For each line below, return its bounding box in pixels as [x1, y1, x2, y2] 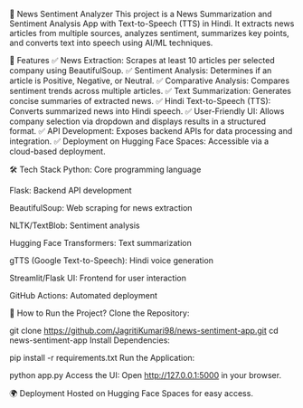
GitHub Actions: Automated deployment [9, 290, 158, 300]
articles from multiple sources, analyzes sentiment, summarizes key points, [9, 28, 289, 38]
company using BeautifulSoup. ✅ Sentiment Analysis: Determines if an [9, 65, 272, 76]
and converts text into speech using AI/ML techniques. [9, 37, 213, 48]
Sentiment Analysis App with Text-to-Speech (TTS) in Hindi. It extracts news [9, 18, 295, 29]
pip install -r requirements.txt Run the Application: [9, 353, 195, 363]
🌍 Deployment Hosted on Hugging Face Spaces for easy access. [9, 388, 253, 398]
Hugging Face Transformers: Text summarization [9, 238, 192, 248]
